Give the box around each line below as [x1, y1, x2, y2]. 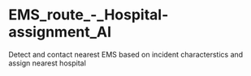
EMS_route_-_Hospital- [8, 6, 169, 24]
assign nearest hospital [8, 58, 87, 68]
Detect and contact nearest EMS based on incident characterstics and [8, 49, 244, 59]
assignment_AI [8, 23, 112, 41]
